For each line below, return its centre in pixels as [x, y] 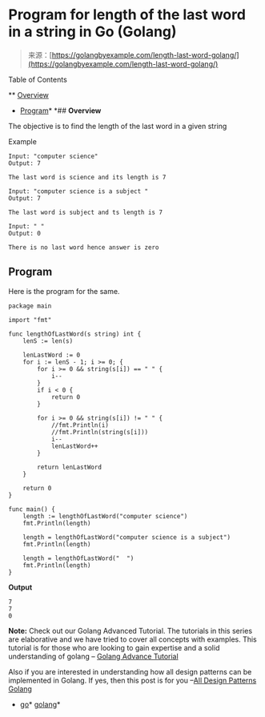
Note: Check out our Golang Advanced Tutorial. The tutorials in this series [130, 630]
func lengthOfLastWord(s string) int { [75, 334]
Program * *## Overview [60, 111]
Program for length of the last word [127, 15]
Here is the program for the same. [64, 291]
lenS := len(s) [48, 341]
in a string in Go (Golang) [93, 32]
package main [30, 306]
